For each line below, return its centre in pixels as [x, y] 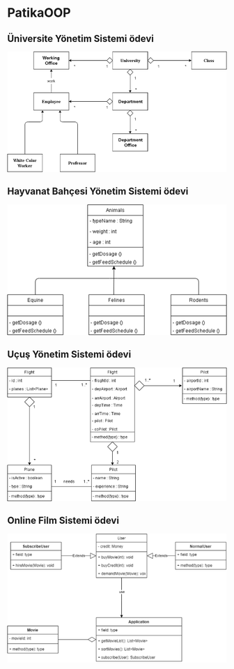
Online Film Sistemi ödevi [63, 521]
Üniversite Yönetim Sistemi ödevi [81, 39]
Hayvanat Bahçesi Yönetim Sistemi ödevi [98, 191]
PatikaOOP [39, 13]
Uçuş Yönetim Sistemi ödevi [69, 355]
